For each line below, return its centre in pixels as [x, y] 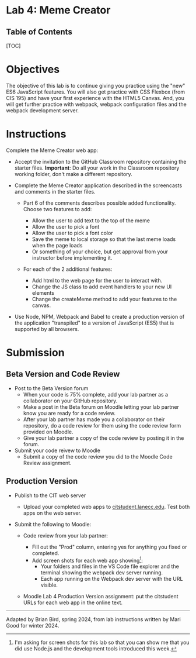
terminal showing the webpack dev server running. [102, 573]
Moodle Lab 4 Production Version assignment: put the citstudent [101, 597]
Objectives [33, 69]
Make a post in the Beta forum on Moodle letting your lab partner [101, 406]
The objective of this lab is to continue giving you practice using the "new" [96, 85]
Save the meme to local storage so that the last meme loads [104, 239]
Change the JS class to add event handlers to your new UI [102, 287]
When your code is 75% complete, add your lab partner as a [95, 394]
